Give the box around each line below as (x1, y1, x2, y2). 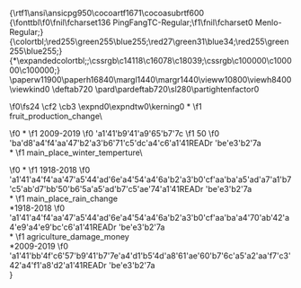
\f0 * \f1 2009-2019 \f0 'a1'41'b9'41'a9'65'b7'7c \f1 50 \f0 (9, 128, 220, 138)
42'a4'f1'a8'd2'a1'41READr (9, 260, 108, 270)
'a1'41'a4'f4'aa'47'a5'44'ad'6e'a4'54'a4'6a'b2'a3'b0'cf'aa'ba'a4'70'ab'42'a (9, 213, 290, 223)
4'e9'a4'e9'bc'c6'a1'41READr (9, 222, 117, 232)
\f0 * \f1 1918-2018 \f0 (9, 165, 91, 175)
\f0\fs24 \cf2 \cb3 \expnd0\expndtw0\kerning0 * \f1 (9, 101, 202, 111)
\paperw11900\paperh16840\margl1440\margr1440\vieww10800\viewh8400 (9, 74, 292, 84)
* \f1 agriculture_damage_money (9, 231, 130, 241)
